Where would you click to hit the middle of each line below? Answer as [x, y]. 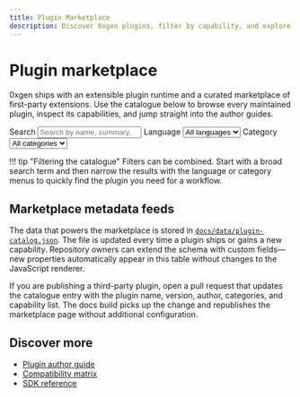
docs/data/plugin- [229, 231]
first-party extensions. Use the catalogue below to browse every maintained [150, 105]
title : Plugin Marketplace [60, 17]
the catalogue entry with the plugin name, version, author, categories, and [146, 296]
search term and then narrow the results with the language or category [141, 171]
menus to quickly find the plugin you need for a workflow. [116, 181]
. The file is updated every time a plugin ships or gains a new [170, 240]
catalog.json [34, 241]
